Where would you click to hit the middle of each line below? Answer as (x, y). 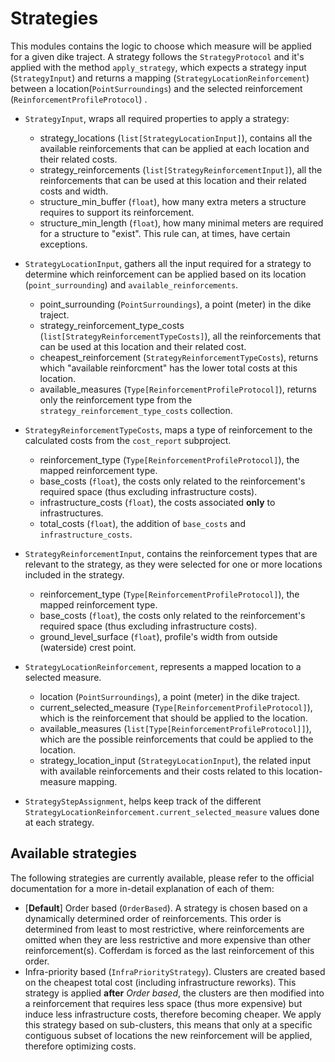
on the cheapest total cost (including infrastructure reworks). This (160, 982)
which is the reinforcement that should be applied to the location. (173, 718)
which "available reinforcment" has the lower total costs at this (168, 368)
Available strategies (73, 853)
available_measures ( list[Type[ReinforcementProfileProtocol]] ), (175, 728)
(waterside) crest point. (88, 647)
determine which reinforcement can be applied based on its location (165, 274)
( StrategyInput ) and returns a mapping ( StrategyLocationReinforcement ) (160, 78)
